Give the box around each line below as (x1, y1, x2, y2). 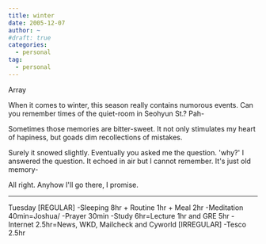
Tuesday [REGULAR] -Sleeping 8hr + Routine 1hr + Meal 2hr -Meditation (8, 203, 244, 212)
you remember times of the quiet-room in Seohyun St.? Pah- (8, 109, 204, 118)
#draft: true (8, 33, 51, 42)
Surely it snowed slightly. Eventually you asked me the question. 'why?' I (8, 147, 244, 157)
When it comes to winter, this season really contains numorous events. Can (8, 100, 253, 109)
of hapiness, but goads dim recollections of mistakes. (8, 132, 183, 142)
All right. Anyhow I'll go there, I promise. (8, 180, 139, 189)
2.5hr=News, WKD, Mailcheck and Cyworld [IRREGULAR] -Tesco (35, 219, 247, 229)
